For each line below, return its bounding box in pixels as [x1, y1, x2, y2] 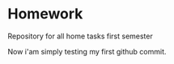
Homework [7, 5, 83, 23]
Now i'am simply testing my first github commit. [7, 46, 167, 56]
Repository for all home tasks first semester [7, 31, 153, 41]
